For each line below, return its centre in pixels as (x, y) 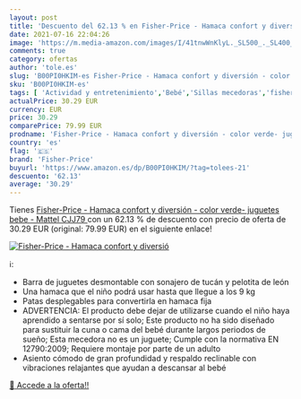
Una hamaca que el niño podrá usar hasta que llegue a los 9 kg (138, 291)
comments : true (38, 51)
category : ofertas (43, 59)
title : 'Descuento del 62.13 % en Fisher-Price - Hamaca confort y (138, 26)
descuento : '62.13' (46, 176)
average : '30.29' (42, 185)
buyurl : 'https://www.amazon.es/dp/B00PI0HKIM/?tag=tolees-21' (130, 168)
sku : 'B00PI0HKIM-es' (50, 84)
